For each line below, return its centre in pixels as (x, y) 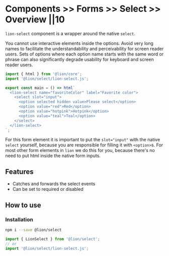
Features (19, 171)
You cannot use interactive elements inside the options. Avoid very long (79, 43)
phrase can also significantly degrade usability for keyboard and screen (80, 59)
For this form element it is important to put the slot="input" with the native (83, 140)
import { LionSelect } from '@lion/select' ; (53, 239)
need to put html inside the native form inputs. (53, 156)
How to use (23, 205)
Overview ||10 (35, 19)
